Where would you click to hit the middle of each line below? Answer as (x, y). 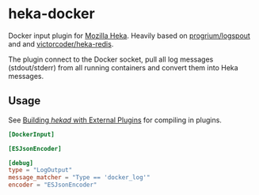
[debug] (21, 163)
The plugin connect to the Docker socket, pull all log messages (111, 59)
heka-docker (51, 14)
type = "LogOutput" (40, 171)
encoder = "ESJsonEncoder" (53, 185)
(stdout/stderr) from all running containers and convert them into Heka (124, 67)
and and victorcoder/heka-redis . (61, 43)
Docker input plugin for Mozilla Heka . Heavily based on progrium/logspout (129, 36)
